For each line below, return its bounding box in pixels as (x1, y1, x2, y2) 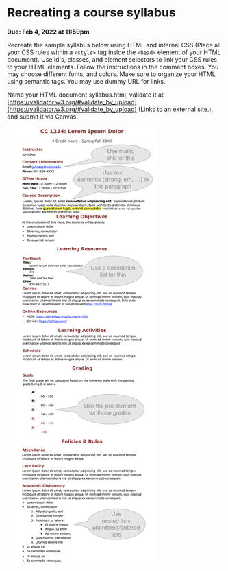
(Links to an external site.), (138, 105, 214, 113)
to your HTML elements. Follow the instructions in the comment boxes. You (7, 62, 219, 71)
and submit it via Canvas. (7, 112, 79, 121)
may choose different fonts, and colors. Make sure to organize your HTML (7, 70, 216, 78)
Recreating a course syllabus (7, 5, 176, 21)
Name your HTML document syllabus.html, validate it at (7, 91, 164, 99)
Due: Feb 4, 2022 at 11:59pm (7, 27, 90, 36)
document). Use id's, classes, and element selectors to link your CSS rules (7, 55, 218, 63)
